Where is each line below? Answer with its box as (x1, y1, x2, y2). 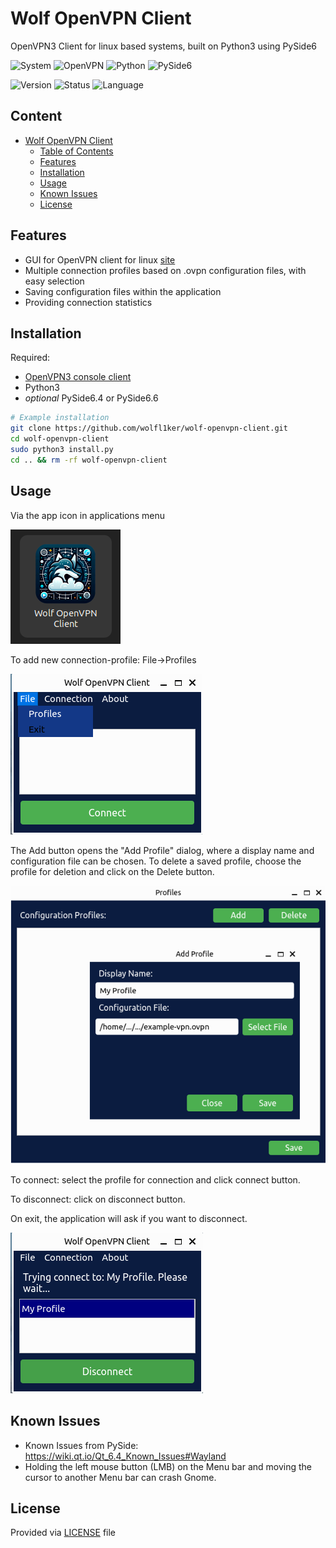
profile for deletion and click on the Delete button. (10, 865, 215, 877)
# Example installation (10, 413, 110, 423)
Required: (10, 352, 51, 364)
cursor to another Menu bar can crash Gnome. (24, 1471, 217, 1483)
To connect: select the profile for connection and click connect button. (10, 1173, 301, 1186)
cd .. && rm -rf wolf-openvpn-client (10, 455, 168, 465)
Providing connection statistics (24, 296, 153, 308)
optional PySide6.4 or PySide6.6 (24, 392, 159, 404)
